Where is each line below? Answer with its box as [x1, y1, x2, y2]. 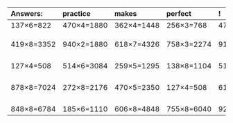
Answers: [10, 9, 43, 18]
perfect [166, 9, 192, 18]
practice [62, 9, 91, 18]
